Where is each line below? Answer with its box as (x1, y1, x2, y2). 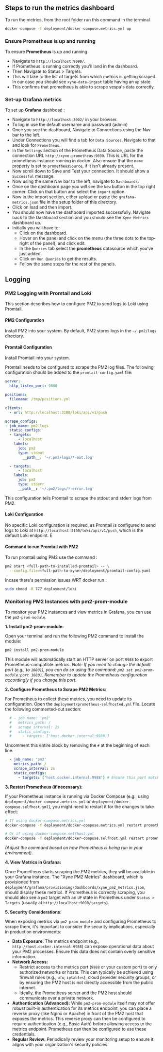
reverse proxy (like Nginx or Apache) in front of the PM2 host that (12, 1011, 143, 1017)
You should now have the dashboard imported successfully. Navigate (12, 209, 151, 215)
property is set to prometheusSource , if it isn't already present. (12, 163, 135, 169)
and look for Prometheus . (12, 142, 61, 148)
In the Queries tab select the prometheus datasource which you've (19, 245, 154, 252)
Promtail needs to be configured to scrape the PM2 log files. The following (5, 364, 154, 370)
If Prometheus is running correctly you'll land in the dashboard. (12, 63, 138, 69)
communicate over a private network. (19, 995, 95, 1001)
